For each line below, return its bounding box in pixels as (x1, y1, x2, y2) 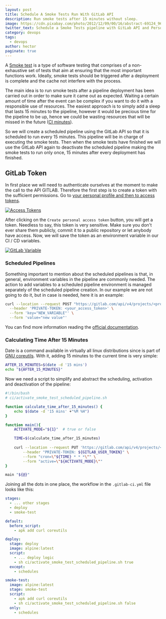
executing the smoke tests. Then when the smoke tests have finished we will (5, 139, 161, 145)
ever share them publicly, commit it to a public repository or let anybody (5, 228, 152, 233)
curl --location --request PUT (14, 445, 79, 450)
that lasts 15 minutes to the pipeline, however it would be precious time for (5, 108, 157, 114)
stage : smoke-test (9, 587, 48, 592)
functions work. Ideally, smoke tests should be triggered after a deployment (5, 73, 159, 78)
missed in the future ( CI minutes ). (5, 119, 73, 125)
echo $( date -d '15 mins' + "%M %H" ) (14, 409, 90, 414)
